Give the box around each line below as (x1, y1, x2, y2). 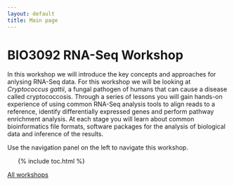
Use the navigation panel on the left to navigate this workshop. (7, 143, 188, 152)
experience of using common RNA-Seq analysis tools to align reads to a (7, 100, 216, 109)
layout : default (7, 10, 55, 18)
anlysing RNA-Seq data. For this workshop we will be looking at (7, 78, 191, 86)
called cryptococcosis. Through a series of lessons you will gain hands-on (7, 93, 223, 101)
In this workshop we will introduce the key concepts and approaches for (7, 70, 216, 79)
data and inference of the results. (7, 130, 104, 138)
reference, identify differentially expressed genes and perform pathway (7, 107, 214, 116)
